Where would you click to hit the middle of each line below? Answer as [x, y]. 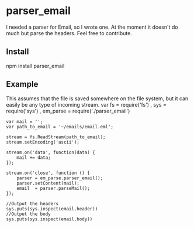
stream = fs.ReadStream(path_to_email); [56, 137]
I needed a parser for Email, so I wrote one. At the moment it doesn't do [92, 27]
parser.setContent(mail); [48, 183]
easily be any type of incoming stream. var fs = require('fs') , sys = [86, 104]
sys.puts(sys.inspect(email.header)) [52, 209]
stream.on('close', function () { [48, 173]
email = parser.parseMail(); [53, 188]
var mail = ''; [25, 121]
